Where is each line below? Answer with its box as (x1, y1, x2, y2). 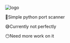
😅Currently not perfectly (5, 23, 57, 29)
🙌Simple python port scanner (5, 14, 66, 20)
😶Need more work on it (5, 33, 55, 39)
